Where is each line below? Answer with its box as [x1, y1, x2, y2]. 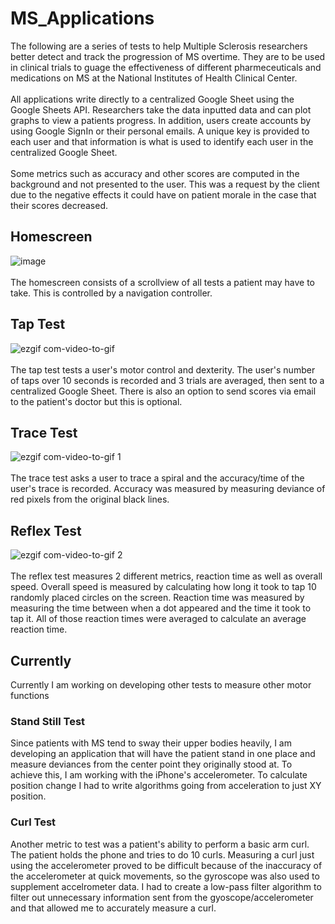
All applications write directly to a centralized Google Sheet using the [10, 93, 295, 105]
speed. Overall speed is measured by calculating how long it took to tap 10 [10, 581, 317, 593]
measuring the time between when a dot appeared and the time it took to [10, 602, 312, 614]
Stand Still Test [10, 714, 86, 728]
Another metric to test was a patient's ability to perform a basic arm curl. [10, 838, 310, 850]
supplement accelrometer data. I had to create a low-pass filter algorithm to [10, 880, 322, 892]
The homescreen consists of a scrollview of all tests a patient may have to [10, 276, 315, 288]
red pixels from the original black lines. [10, 493, 170, 506]
